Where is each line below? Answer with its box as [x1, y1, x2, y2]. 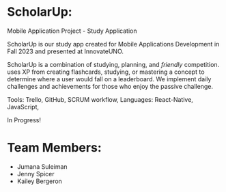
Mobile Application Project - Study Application [7, 27, 137, 35]
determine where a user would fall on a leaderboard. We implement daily [7, 74, 212, 83]
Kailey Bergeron [16, 177, 63, 185]
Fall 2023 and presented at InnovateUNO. [7, 47, 124, 55]
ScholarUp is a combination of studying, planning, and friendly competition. [7, 60, 220, 68]
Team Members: [7, 140, 102, 156]
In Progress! [7, 115, 41, 124]
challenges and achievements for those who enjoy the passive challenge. [7, 82, 214, 90]
